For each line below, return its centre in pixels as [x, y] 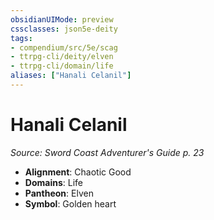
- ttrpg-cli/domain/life [62, 66]
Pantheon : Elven [59, 193]
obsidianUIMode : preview [62, 19]
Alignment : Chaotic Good [78, 172]
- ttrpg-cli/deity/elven [62, 57]
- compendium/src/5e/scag [64, 47]
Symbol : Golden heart [70, 203]
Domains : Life [53, 182]
